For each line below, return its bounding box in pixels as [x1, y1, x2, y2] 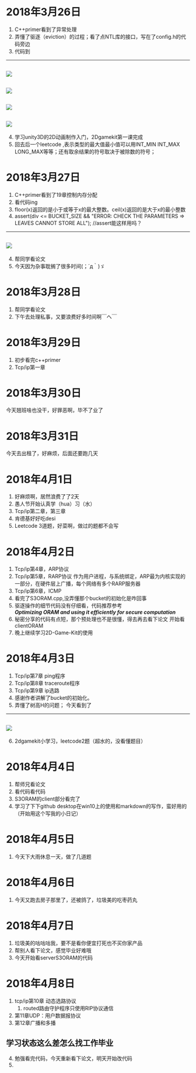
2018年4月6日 [6, 876, 75, 889]
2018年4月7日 [6, 919, 75, 932]
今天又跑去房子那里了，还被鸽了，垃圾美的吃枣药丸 [14, 896, 138, 903]
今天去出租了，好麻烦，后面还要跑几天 [6, 450, 98, 457]
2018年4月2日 [6, 545, 75, 558]
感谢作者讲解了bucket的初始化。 [14, 695, 93, 702]
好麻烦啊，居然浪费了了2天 [14, 493, 80, 500]
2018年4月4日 [6, 760, 75, 774]
